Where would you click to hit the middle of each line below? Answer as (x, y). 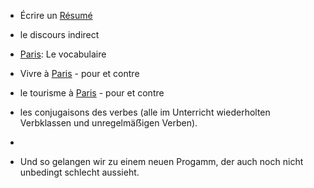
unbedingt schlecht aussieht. (79, 172)
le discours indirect (59, 34)
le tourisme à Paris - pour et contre (92, 93)
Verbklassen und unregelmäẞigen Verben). (108, 123)
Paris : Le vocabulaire (63, 54)
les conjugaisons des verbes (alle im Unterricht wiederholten (145, 112)
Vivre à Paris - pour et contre (79, 73)
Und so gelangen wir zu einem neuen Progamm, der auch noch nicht (161, 161)
